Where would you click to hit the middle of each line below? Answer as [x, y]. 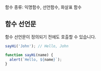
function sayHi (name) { [29, 55]
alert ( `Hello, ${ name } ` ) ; [36, 59]
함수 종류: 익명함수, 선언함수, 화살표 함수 [43, 7]
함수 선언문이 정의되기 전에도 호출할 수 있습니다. [51, 37]
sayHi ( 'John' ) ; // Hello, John [37, 46]
